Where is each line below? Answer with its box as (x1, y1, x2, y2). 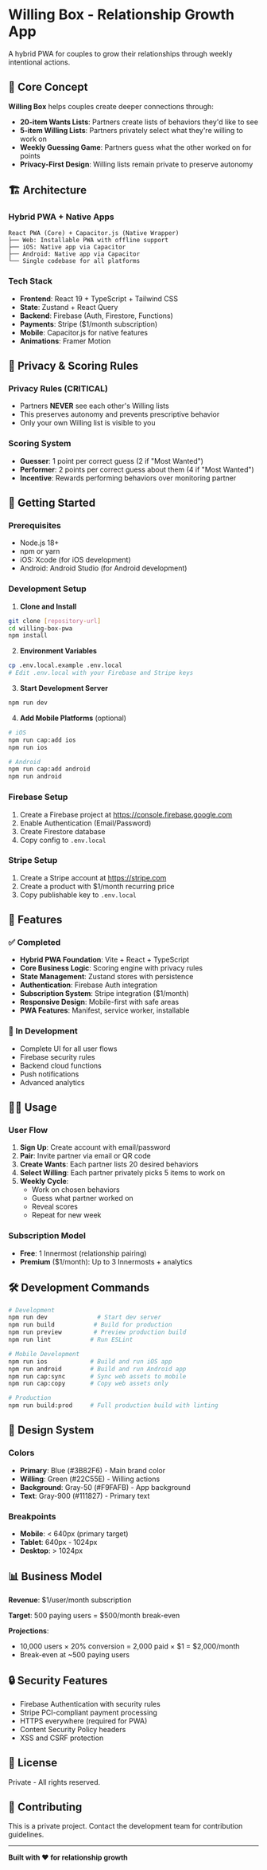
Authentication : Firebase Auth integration (19, 980, 157, 990)
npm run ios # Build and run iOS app (8, 1357, 172, 1366)
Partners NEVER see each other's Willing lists (19, 401, 169, 411)
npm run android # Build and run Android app (8, 1365, 187, 1373)
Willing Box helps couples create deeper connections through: (8, 101, 215, 111)
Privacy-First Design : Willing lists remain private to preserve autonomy (19, 159, 253, 169)
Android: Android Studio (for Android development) (19, 563, 188, 573)
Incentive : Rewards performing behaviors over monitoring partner (19, 472, 237, 483)
